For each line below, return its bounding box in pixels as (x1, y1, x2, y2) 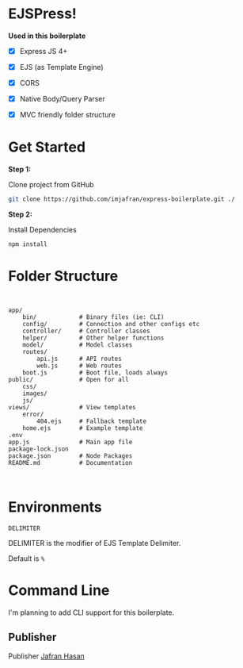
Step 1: (8, 164, 32, 175)
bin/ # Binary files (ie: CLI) (22, 313, 165, 321)
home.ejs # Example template (22, 424, 144, 432)
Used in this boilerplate (8, 31, 86, 40)
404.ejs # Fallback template (36, 417, 147, 425)
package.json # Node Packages (8, 451, 133, 460)
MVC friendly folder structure (19, 110, 116, 120)
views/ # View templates (8, 403, 136, 411)
